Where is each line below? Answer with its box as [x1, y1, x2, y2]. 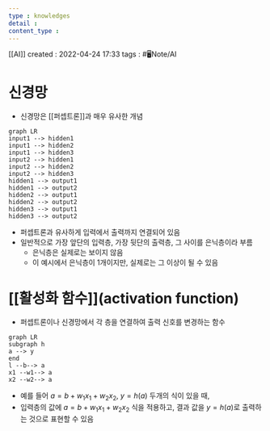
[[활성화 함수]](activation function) [8, 289, 240, 308]
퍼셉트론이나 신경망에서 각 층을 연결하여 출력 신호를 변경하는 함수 [19, 317, 226, 327]
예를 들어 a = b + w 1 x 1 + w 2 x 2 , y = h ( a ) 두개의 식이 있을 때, [19, 391, 210, 403]
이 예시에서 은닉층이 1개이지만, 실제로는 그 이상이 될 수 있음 [32, 257, 218, 267]
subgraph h [8, 341, 45, 349]
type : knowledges [8, 11, 70, 20]
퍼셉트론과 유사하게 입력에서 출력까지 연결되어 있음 [19, 228, 180, 237]
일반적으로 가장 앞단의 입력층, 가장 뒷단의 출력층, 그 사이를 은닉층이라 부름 [19, 237, 253, 247]
